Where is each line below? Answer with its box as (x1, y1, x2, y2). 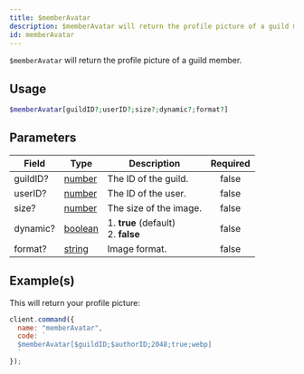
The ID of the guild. (107, 172, 189, 185)
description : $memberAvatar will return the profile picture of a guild (9, 22, 290, 31)
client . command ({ (9, 314, 75, 324)
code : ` (17, 331, 47, 340)
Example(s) (9, 273, 75, 289)
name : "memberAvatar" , (17, 323, 103, 332)
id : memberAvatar (9, 30, 75, 39)
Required (210, 157, 251, 169)
